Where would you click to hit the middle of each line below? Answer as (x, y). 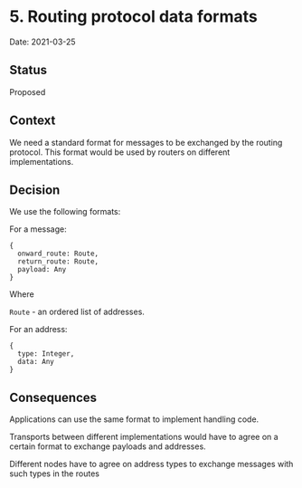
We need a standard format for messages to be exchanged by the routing (146, 142)
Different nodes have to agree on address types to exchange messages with (151, 464)
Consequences (53, 397)
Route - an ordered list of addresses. (77, 312)
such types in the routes (54, 474)
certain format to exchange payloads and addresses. (108, 446)
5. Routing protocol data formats (133, 17)
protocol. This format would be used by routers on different (120, 152)
